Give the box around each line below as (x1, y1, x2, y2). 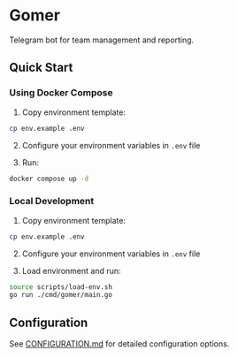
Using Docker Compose (9, 87, 113, 99)
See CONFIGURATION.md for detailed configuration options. (9, 339, 230, 349)
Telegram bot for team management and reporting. (9, 34, 195, 45)
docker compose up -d (9, 174, 89, 183)
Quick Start (9, 60, 73, 75)
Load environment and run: (21, 265, 121, 276)
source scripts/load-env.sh (9, 282, 113, 292)
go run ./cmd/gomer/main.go (9, 291, 113, 300)
